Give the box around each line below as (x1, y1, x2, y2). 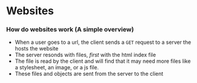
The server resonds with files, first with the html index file (14, 52, 157, 59)
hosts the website (14, 45, 58, 52)
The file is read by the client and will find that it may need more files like (14, 58, 191, 65)
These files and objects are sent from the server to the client (14, 70, 164, 78)
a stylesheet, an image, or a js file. (14, 64, 99, 71)
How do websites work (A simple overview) (6, 25, 134, 34)
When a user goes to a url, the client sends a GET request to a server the (14, 39, 192, 46)
